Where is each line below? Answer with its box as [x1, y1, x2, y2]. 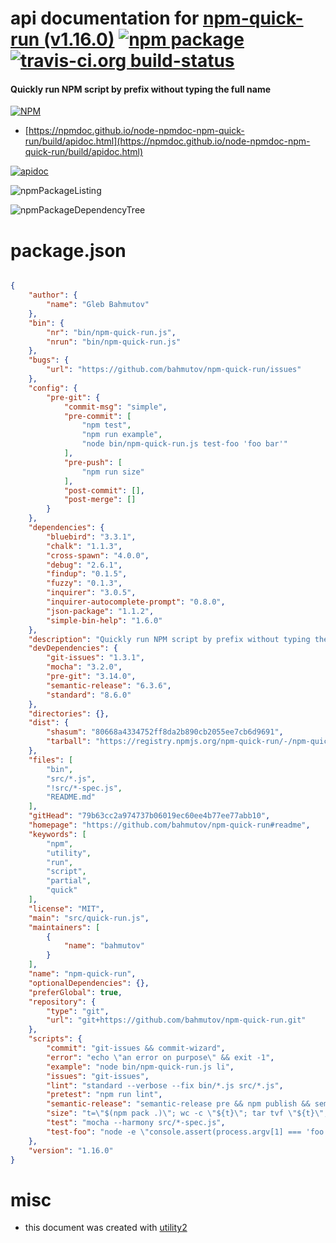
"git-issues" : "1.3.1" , [46, 653, 145, 663]
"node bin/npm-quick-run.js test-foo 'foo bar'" [81, 439, 288, 449]
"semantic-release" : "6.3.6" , [46, 680, 172, 691]
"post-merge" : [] [63, 495, 137, 505]
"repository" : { [28, 997, 97, 1007]
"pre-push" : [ [63, 457, 123, 467]
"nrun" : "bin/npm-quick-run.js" [46, 337, 182, 347]
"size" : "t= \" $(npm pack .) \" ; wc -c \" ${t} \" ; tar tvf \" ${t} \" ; [46, 1108, 329, 1119]
